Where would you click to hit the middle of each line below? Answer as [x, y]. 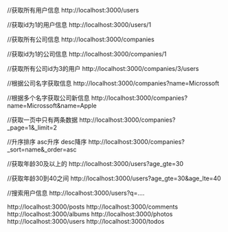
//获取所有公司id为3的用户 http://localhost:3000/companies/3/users [103, 68]
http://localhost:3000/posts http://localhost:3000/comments [93, 207]
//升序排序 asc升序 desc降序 [47, 142]
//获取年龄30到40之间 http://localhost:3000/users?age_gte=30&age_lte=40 [114, 178]
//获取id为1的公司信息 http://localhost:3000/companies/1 [87, 54]
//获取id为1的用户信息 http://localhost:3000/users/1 [79, 25]
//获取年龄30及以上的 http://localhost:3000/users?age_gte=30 [95, 164]
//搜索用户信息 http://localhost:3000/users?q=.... [76, 193]
